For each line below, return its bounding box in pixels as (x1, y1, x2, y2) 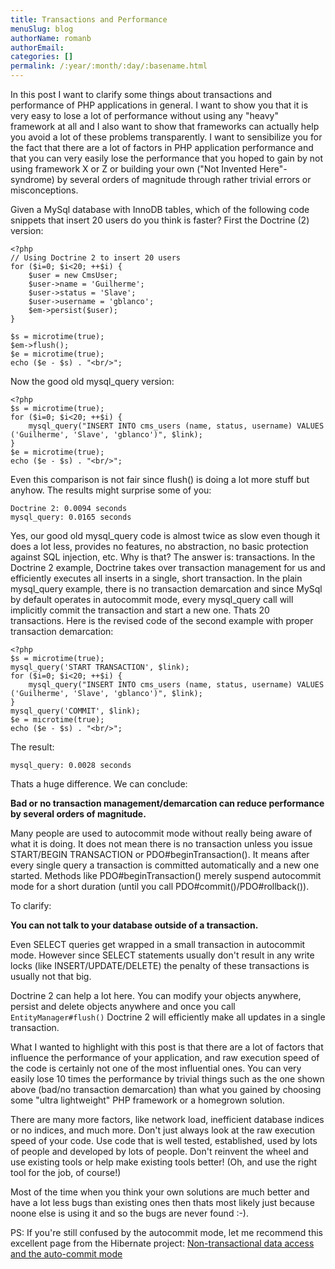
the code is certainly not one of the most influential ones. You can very (10, 1062, 302, 1074)
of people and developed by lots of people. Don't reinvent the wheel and (10, 1146, 309, 1157)
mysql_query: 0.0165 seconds (10, 512, 132, 522)
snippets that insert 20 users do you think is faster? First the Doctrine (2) (10, 214, 310, 226)
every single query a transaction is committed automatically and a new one (10, 859, 320, 871)
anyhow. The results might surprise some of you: (10, 484, 212, 496)
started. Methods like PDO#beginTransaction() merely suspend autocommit (10, 870, 322, 881)
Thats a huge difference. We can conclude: (10, 778, 188, 790)
